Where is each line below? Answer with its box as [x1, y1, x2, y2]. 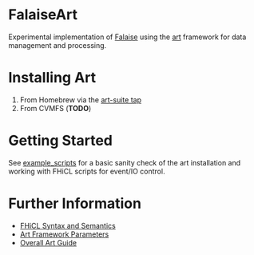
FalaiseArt [8, 6, 78, 24]
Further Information [8, 194, 142, 213]
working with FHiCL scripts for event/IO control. [8, 166, 165, 176]
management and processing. [8, 40, 107, 50]
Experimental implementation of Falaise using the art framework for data [8, 32, 247, 42]
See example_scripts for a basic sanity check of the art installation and [8, 157, 241, 167]
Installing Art [8, 69, 97, 87]
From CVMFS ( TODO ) [19, 103, 92, 113]
